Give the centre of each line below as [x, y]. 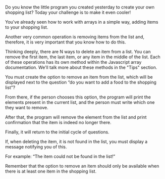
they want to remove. [27, 108]
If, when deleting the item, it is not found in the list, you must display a [76, 141]
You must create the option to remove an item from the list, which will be [79, 77]
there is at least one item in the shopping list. [51, 171]
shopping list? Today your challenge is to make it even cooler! [68, 12]
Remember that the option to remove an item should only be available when [82, 166]
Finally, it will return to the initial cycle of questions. [57, 132]
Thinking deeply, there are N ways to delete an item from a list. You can [78, 52]
